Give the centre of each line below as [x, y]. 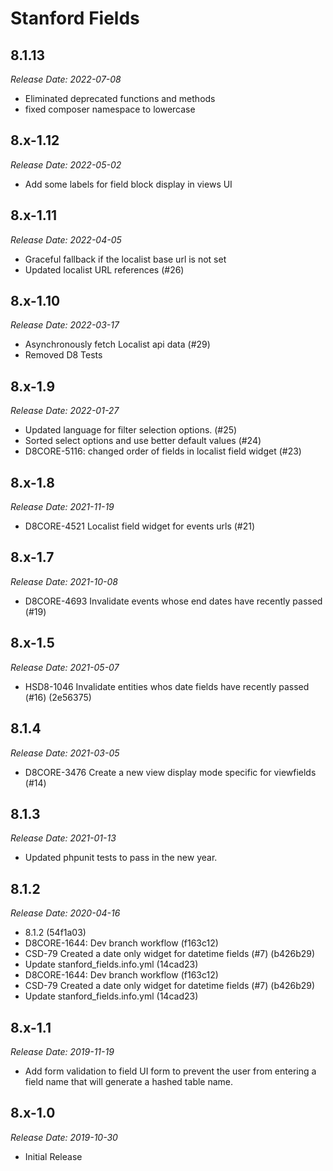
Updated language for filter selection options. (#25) [131, 430]
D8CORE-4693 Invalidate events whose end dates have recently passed [173, 601]
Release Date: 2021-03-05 [65, 753]
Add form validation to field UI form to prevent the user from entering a [170, 1071]
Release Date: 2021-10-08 [64, 581]
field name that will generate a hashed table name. [129, 1081]
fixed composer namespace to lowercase [110, 109]
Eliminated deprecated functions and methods [120, 98]
